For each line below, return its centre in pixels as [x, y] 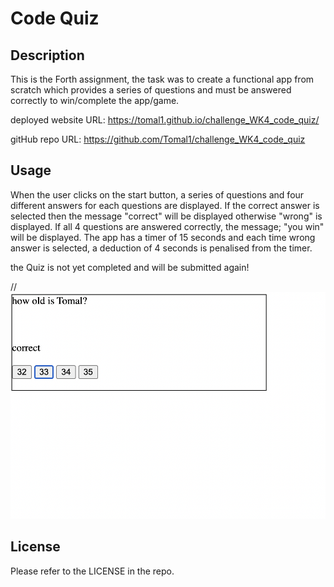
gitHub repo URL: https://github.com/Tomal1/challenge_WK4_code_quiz [158, 139]
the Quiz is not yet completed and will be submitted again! [130, 267]
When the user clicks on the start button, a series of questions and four [157, 194]
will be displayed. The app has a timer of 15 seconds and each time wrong [163, 237]
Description [47, 55]
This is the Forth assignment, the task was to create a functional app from [162, 79]
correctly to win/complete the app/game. [95, 100]
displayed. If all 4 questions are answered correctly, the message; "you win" [167, 226]
